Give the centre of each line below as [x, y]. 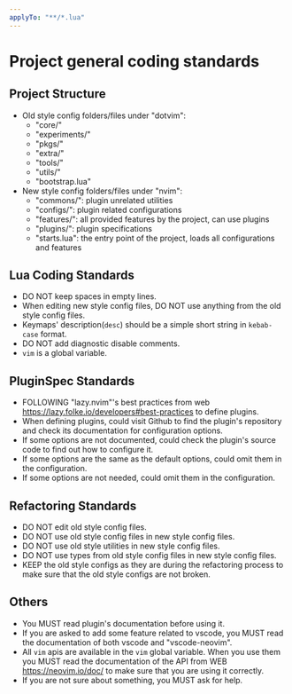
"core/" [49, 124]
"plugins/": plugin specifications [94, 228]
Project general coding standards [134, 61]
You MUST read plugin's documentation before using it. [123, 623]
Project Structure [58, 94]
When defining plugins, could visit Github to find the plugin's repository [152, 422]
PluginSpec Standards [72, 381]
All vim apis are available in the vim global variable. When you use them [151, 651]
